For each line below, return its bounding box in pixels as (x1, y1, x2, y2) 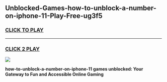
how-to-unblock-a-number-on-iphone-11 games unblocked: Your (5, 66, 143, 72)
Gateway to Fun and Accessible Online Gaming (5, 71, 104, 77)
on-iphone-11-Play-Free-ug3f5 (5, 12, 103, 20)
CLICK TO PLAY (5, 27, 44, 34)
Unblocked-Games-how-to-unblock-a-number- (5, 4, 157, 12)
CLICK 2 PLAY (5, 45, 40, 52)
